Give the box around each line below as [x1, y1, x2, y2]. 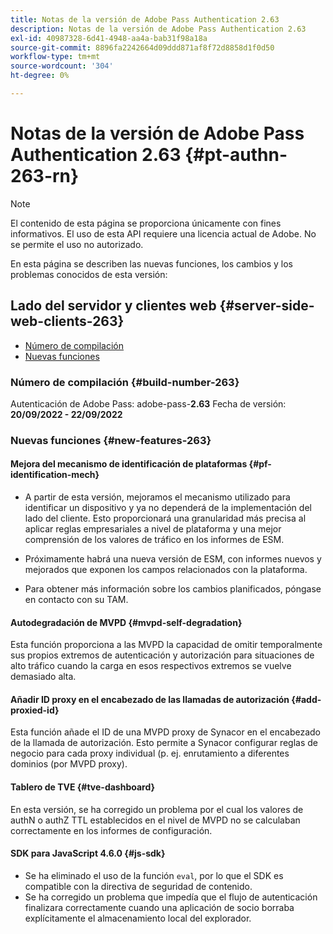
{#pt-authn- [184, 144, 288, 166]
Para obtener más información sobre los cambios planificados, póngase [24, 583, 322, 595]
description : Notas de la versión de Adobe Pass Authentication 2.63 [10, 24, 307, 34]
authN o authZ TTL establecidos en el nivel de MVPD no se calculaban [10, 814, 301, 826]
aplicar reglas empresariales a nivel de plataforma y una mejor [24, 523, 282, 535]
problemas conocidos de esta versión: [10, 268, 168, 280]
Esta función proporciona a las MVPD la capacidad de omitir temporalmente [10, 639, 323, 651]
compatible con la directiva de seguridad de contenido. [24, 880, 253, 892]
